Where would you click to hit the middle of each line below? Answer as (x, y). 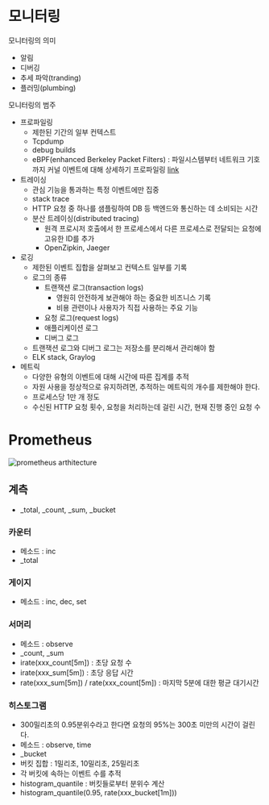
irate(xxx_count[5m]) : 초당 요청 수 (76, 662)
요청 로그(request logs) (81, 317)
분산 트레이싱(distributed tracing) (85, 218)
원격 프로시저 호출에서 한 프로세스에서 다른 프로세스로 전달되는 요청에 (153, 228)
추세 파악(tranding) (51, 77)
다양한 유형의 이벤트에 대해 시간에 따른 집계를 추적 (110, 377)
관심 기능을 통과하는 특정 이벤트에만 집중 (95, 190)
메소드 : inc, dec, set (53, 602)
